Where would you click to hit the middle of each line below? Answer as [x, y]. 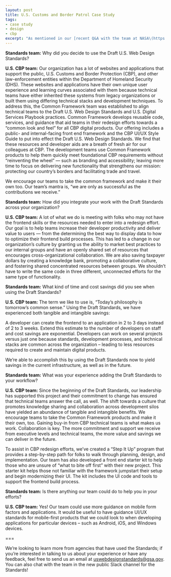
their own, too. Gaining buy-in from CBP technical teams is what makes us [83, 423]
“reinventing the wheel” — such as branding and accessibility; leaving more [84, 160]
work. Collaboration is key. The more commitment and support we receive [83, 428]
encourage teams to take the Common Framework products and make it [81, 417]
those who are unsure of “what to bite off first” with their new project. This [83, 465]
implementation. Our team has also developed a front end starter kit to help [84, 460]
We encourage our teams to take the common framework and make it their [83, 181]
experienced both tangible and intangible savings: [58, 313]
